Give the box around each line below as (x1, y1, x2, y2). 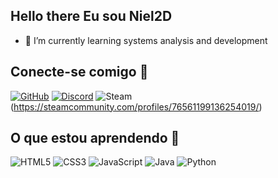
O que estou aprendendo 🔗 (10, 130, 180, 147)
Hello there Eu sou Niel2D (10, 8, 173, 25)
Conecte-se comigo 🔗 (10, 64, 149, 81)
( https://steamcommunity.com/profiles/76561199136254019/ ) (10, 100, 263, 113)
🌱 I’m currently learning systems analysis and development (24, 34, 268, 46)
